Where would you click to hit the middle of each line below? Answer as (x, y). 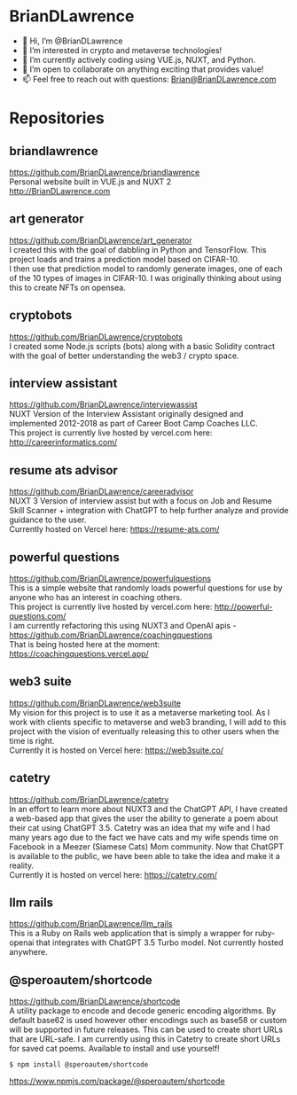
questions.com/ (38, 616)
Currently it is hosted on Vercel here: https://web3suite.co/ (117, 750)
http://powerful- (243, 606)
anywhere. (28, 952)
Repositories (57, 118)
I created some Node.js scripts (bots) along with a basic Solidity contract (142, 346)
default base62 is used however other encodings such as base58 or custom (148, 1021)
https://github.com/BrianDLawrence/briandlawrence (105, 172)
